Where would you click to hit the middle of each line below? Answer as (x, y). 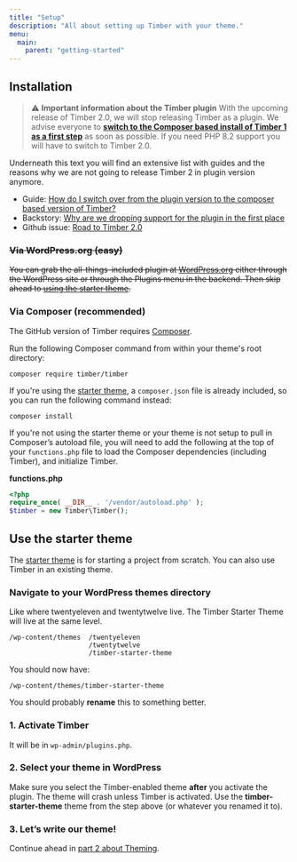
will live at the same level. (56, 621)
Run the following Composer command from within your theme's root (136, 348)
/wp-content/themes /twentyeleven (75, 638)
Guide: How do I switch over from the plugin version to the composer (148, 199)
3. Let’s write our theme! (63, 829)
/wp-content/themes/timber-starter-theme (87, 686)
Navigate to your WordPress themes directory (110, 592)
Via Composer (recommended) (78, 312)
